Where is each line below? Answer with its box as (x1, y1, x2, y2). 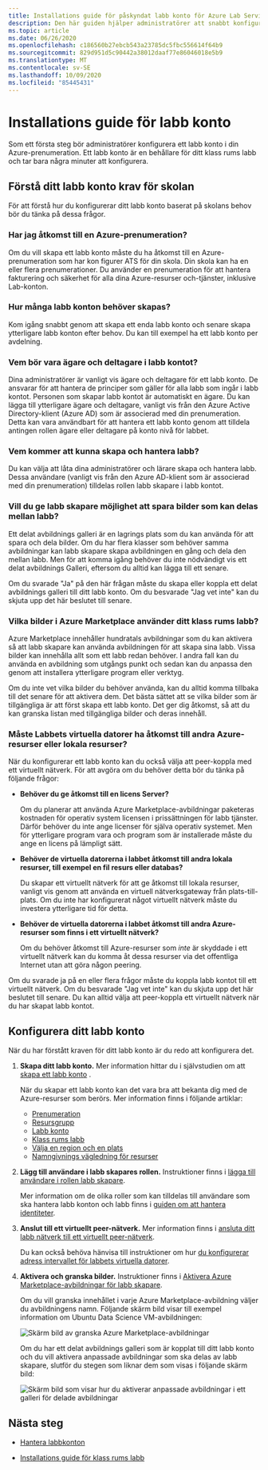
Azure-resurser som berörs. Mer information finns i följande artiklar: (19, 1093, 243, 1104)
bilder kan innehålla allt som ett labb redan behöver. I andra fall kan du (8, 651, 239, 661)
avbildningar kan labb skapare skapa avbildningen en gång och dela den (8, 545, 246, 556)
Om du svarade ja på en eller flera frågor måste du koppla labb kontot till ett (8, 976, 257, 985)
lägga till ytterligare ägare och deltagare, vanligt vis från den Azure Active (8, 401, 250, 410)
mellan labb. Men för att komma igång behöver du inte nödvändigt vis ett (8, 554, 247, 564)
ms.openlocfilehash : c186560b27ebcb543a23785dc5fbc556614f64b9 (8, 42, 223, 50)
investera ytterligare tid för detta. (19, 904, 128, 913)
